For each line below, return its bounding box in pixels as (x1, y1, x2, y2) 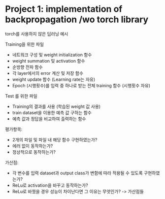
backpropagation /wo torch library (5, 14, 149, 25)
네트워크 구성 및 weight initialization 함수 (12, 52, 92, 58)
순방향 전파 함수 (12, 64, 43, 70)
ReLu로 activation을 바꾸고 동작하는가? (12, 182, 88, 188)
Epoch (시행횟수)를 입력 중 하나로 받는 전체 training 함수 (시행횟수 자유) (12, 82, 151, 88)
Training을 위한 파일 (5, 41, 44, 47)
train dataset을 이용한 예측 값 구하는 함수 (12, 109, 92, 115)
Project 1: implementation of (5, 3, 123, 15)
